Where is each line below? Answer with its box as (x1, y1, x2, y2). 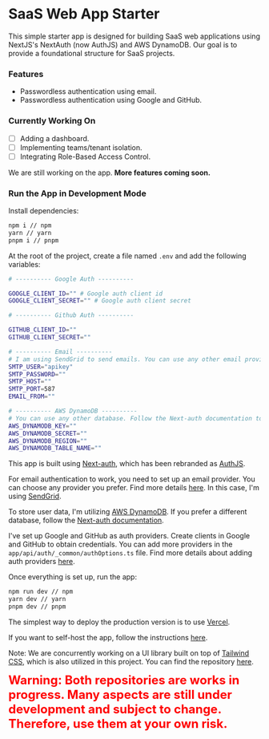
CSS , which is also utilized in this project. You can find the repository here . (8, 656, 255, 666)
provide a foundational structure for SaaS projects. (8, 48, 175, 58)
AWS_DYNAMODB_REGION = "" (8, 436, 88, 445)
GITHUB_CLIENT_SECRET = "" (8, 334, 91, 342)
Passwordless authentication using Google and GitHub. (19, 95, 203, 105)
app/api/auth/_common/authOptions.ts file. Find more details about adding (8, 548, 253, 558)
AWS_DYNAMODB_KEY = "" (8, 422, 78, 430)
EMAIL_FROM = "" (8, 392, 56, 401)
